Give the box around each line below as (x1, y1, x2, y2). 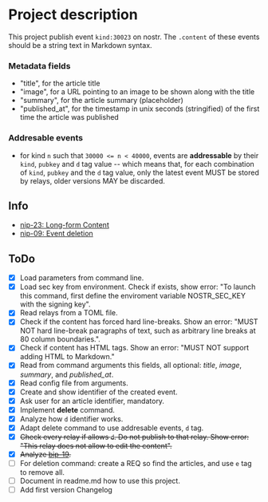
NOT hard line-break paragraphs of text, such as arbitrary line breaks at (19, 326, 256, 336)
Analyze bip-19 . (19, 449, 72, 459)
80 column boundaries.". (19, 334, 101, 344)
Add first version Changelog (19, 485, 113, 495)
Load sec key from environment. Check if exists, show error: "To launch (19, 282, 256, 292)
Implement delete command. (19, 405, 116, 414)
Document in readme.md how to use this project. (19, 476, 181, 486)
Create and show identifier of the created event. (19, 387, 178, 397)
